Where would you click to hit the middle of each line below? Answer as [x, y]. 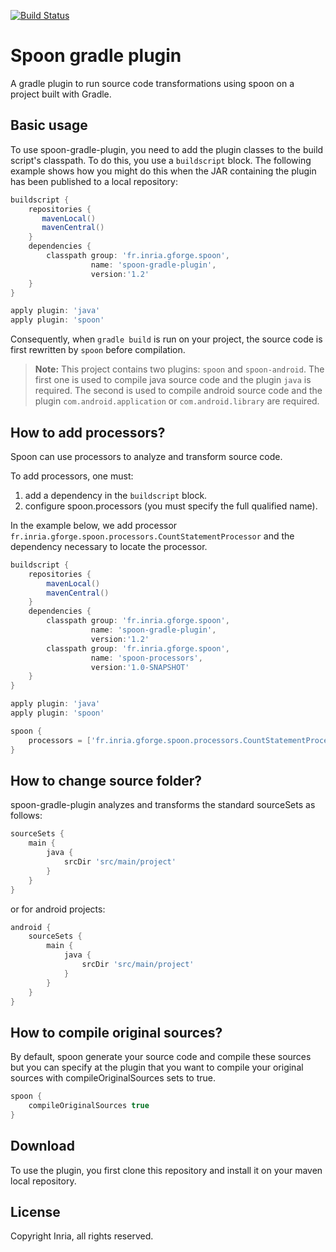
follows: [26, 816]
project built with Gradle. [61, 94]
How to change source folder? [106, 780]
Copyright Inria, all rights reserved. [82, 1236]
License [35, 1212]
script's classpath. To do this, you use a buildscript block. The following [161, 160]
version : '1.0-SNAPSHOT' [140, 667]
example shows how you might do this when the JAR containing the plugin [163, 171]
